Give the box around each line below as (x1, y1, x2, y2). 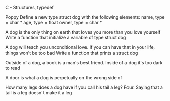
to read (5, 65, 20, 71)
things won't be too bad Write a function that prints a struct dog (5, 50, 138, 56)
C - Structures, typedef (5, 5, 54, 10)
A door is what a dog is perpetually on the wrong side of (5, 75, 122, 80)
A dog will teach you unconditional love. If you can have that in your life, (5, 44, 155, 50)
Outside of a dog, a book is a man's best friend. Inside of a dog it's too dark (5, 60, 163, 65)
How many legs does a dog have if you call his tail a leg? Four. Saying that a (5, 84, 163, 90)
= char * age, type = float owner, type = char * (5, 20, 102, 25)
